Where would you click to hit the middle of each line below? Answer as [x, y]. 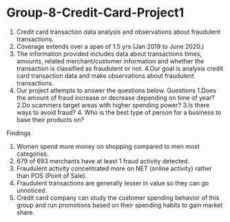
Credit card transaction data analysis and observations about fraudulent [118, 32]
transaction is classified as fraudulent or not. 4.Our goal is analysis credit [120, 68]
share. [25, 212]
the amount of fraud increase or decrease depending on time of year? [115, 97]
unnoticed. [32, 190]
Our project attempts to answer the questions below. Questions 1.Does [116, 90]
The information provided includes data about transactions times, [109, 54]
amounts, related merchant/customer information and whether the [110, 61]
